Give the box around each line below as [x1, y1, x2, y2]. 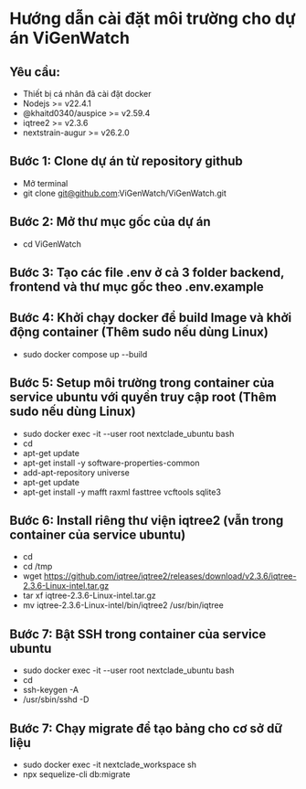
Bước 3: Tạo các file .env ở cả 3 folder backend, [9, 265, 285, 281]
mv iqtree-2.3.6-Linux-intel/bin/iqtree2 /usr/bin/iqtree [22, 600, 224, 611]
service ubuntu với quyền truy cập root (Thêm [9, 389, 277, 405]
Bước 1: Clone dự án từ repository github [9, 154, 244, 169]
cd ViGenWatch [22, 238, 82, 250]
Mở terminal [22, 177, 69, 188]
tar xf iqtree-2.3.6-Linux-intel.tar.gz [22, 590, 157, 602]
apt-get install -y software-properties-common [22, 457, 200, 468]
